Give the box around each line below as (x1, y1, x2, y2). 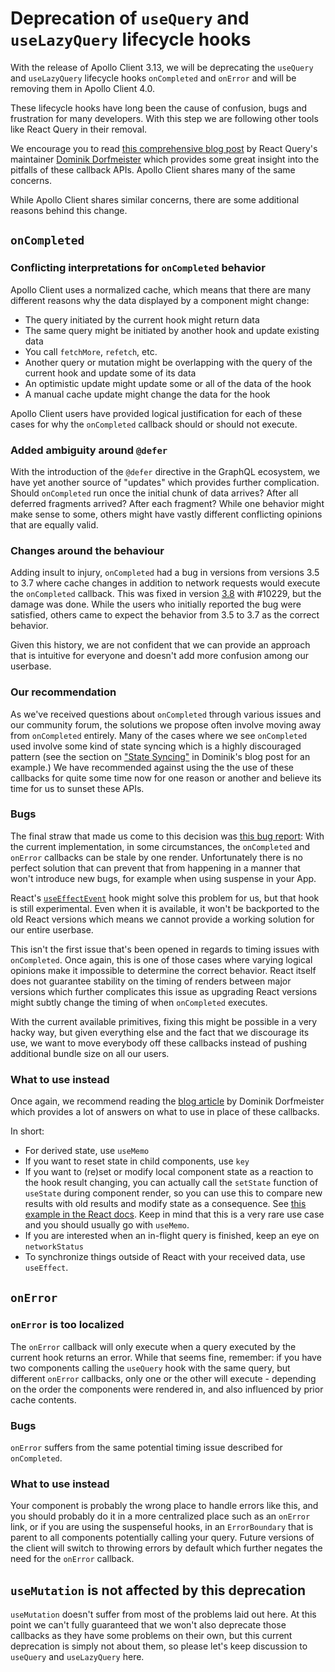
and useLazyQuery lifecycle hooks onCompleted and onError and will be (10, 72, 297, 84)
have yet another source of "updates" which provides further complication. (10, 476, 320, 488)
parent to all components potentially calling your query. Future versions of (10, 1532, 315, 1544)
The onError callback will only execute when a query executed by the (10, 1340, 297, 1352)
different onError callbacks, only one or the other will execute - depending (10, 1372, 317, 1384)
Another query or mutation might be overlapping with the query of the (24, 356, 313, 368)
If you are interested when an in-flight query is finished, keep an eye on (24, 1230, 320, 1242)
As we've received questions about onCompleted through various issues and (10, 708, 322, 720)
